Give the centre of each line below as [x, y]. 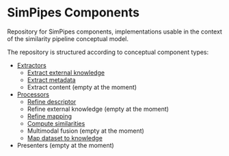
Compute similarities [56, 123]
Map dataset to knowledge [65, 138]
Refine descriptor [52, 101]
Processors [33, 94]
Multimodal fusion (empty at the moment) [86, 131]
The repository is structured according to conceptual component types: [108, 52]
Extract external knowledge [66, 73]
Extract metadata [52, 79]
